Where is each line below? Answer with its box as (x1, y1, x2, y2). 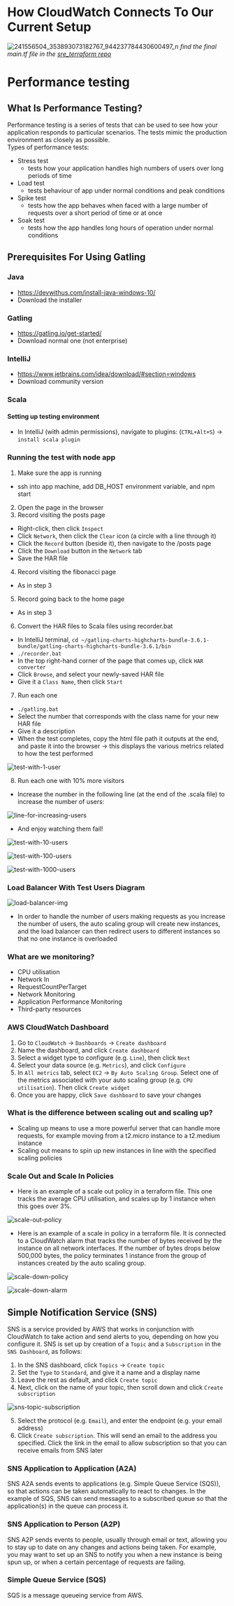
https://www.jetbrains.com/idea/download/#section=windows (17, 370, 196, 378)
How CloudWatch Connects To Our (7, 4, 214, 20)
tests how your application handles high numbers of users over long (27, 164, 224, 172)
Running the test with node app (7, 452, 116, 462)
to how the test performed (17, 749, 93, 757)
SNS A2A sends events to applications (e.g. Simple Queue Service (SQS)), (7, 1479, 221, 1488)
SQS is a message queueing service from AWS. (7, 1591, 144, 1599)
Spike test (17, 193, 47, 202)
